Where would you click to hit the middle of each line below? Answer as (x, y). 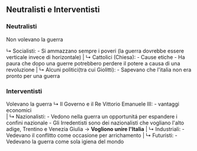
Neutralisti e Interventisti (53, 10)
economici (19, 110)
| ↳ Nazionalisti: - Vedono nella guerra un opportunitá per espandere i (92, 116)
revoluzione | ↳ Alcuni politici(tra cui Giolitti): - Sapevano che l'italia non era (99, 70)
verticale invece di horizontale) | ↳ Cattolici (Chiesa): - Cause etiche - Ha (96, 57)
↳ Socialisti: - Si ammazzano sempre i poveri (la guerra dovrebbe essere (95, 51)
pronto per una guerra (33, 75)
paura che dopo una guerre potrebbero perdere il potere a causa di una (93, 63)
